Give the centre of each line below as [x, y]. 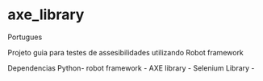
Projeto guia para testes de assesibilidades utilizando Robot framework [125, 52]
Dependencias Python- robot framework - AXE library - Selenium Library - [131, 68]
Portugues [25, 37]
